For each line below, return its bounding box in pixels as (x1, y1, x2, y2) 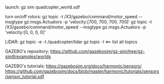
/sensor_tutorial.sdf (5, 74, 45, 79)
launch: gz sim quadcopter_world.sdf (5, 4, 80, 10)
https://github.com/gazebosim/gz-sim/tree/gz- (50, 49, 145, 54)
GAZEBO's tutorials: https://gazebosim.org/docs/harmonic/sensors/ (5, 63, 142, 69)
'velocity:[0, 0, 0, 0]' (5, 29, 46, 35)
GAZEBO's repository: (5, 49, 49, 54)
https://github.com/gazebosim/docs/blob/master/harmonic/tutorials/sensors (5, 68, 159, 74)
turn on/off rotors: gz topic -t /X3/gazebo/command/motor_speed (5, 14, 138, 19)
